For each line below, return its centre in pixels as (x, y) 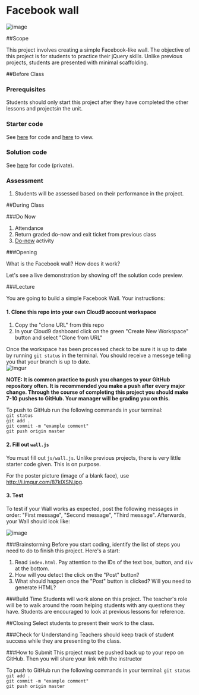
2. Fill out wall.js (28, 444)
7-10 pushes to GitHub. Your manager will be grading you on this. (88, 399)
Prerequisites (26, 89)
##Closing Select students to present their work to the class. (80, 623)
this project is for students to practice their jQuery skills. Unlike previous (94, 56)
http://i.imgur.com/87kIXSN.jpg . (45, 482)
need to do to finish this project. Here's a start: (63, 551)
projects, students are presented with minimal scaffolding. (77, 62)
